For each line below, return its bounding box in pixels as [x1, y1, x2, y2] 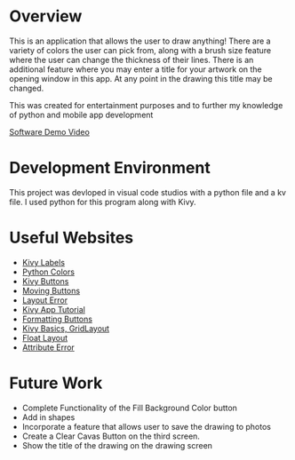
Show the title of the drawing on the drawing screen [21, 440, 213, 450]
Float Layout [21, 332, 68, 343]
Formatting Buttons [21, 313, 93, 324]
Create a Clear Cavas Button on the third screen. [21, 431, 200, 441]
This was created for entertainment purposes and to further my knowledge [9, 99, 283, 110]
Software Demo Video [9, 126, 91, 137]
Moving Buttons [21, 285, 81, 296]
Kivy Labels [21, 257, 65, 267]
